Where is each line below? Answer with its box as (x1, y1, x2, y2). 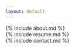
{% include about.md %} (5, 24, 65, 32)
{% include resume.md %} (5, 30, 70, 38)
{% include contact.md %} (5, 37, 70, 44)
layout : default (5, 8, 45, 15)
